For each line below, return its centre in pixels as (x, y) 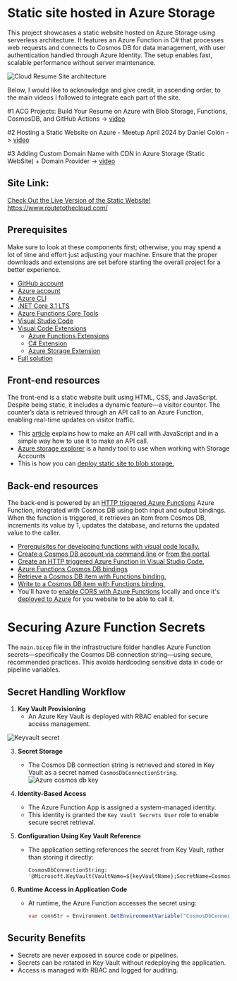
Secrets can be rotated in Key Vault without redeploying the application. (122, 963)
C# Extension (48, 343)
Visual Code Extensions (52, 328)
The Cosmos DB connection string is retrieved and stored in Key (121, 765)
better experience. (34, 269)
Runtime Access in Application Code (72, 889)
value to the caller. (34, 533)
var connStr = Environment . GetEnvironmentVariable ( (105, 916)
